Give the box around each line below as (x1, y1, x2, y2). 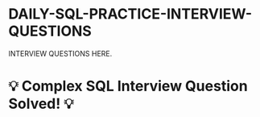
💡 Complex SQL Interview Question (8, 77, 248, 95)
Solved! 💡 (8, 94, 74, 113)
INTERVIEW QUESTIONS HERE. (8, 48, 113, 58)
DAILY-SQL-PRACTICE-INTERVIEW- (8, 5, 252, 23)
